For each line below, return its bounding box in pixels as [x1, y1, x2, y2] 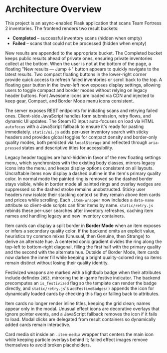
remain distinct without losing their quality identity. [5, 259, 109, 265]
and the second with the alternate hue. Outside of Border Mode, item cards [5, 249, 160, 255]
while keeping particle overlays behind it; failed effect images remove [5, 336, 148, 342]
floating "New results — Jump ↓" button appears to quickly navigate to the [5, 66, 160, 72]
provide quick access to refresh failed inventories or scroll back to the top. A [5, 76, 163, 82]
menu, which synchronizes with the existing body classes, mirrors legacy [5, 159, 156, 165]
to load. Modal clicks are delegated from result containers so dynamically [5, 316, 156, 322]
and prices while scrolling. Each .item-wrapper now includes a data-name [5, 196, 154, 203]
